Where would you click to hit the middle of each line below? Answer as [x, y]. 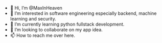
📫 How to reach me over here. [43, 35]
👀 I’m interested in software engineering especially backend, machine [83, 13]
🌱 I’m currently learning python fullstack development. [67, 24]
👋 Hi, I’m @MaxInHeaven [36, 8]
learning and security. [33, 19]
